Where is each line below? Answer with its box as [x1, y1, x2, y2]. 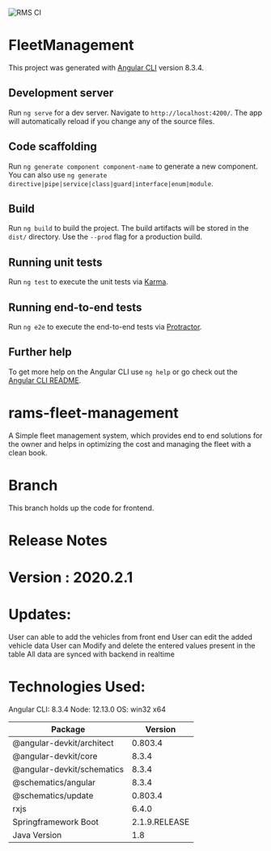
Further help [8, 345, 73, 360]
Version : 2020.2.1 [8, 568, 133, 587]
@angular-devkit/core [12, 750, 98, 761]
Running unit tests [8, 255, 103, 269]
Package [51, 723, 86, 734]
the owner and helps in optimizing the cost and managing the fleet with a [8, 439, 252, 449]
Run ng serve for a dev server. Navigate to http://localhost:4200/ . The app [8, 108, 263, 117]
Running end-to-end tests [8, 300, 142, 314]
